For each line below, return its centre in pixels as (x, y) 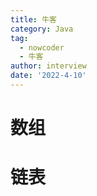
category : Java (42, 29)
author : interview (48, 66)
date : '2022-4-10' (48, 76)
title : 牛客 (33, 19)
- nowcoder (42, 47)
